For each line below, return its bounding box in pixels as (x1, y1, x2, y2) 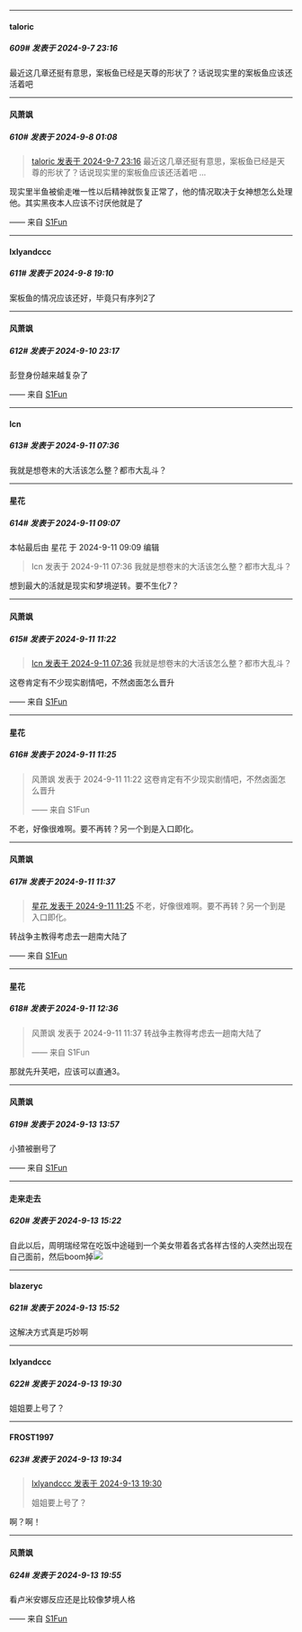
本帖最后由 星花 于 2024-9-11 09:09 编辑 (9, 542, 160, 553)
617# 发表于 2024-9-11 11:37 (9, 875, 116, 887)
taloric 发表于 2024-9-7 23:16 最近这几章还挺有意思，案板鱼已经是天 (31, 156, 286, 167)
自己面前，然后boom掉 (9, 1251, 94, 1262)
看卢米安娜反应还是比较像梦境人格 (9, 1594, 136, 1604)
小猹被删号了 (9, 1143, 57, 1154)
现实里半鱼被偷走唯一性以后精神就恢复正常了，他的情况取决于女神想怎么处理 (9, 186, 293, 197)
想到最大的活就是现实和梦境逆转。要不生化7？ (9, 580, 180, 591)
